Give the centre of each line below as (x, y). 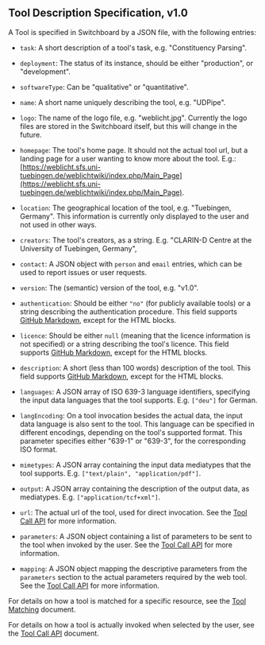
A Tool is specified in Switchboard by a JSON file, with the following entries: (132, 32)
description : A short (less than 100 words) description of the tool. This (135, 367)
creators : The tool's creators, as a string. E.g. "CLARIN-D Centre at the (136, 240)
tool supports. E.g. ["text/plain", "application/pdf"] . (110, 473)
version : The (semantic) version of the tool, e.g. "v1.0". (109, 288)
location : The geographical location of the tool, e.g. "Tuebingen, (125, 208)
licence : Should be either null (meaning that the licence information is (135, 335)
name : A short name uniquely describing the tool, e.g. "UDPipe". (123, 102)
